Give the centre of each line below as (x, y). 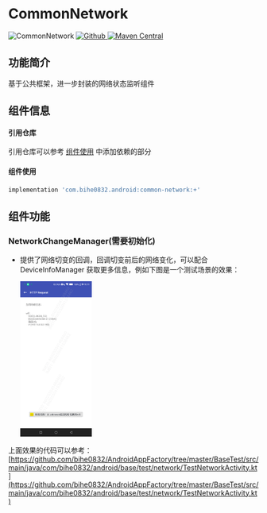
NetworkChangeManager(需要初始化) (82, 241)
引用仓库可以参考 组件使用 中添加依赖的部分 (80, 152)
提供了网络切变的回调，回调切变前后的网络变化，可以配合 (114, 260)
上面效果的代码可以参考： (50, 450)
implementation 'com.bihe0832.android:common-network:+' (104, 190)
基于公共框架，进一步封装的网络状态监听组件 (81, 83)
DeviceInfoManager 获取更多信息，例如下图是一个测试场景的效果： (130, 270)
